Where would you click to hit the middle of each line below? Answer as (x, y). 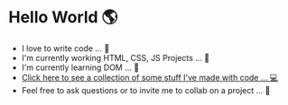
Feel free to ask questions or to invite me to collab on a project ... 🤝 (146, 90)
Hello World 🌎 (63, 17)
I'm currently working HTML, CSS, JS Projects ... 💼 (115, 57)
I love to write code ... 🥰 (65, 48)
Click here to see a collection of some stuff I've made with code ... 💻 (150, 77)
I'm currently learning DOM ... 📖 (80, 67)
